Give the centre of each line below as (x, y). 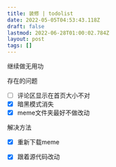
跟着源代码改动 (38, 157)
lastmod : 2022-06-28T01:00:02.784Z (58, 33)
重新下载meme (38, 142)
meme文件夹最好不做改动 (53, 113)
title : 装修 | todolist (40, 13)
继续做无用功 (25, 66)
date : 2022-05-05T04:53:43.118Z (54, 20)
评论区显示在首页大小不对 (54, 95)
